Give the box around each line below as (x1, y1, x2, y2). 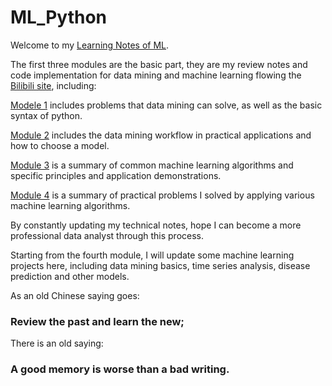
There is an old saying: (10, 337, 104, 350)
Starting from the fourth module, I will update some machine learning (10, 249, 295, 261)
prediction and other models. (10, 270, 130, 282)
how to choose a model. (10, 139, 110, 151)
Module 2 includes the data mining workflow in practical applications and (10, 129, 312, 141)
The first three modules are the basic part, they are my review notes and (10, 58, 308, 70)
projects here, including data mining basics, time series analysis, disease (10, 259, 311, 271)
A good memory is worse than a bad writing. (10, 362, 230, 376)
